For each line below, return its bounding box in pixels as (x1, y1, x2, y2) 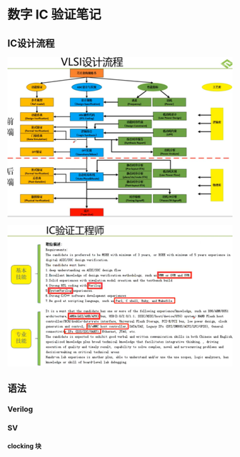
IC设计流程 (7, 37, 55, 49)
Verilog (7, 404, 34, 414)
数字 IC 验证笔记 (7, 6, 101, 23)
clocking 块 (7, 442, 41, 451)
